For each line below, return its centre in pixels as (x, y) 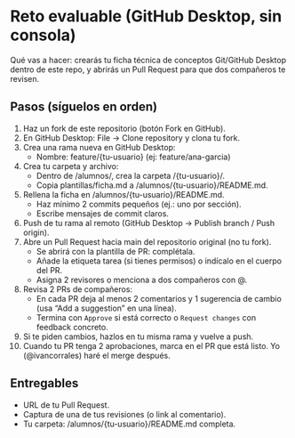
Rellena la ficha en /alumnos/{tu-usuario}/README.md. (124, 194)
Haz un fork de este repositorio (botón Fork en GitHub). (124, 128)
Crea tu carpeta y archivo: (71, 166)
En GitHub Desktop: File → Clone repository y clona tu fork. (132, 138)
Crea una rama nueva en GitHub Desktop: (99, 147)
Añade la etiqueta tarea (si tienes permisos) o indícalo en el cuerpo (159, 261)
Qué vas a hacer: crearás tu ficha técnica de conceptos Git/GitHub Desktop (148, 60)
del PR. (49, 270)
